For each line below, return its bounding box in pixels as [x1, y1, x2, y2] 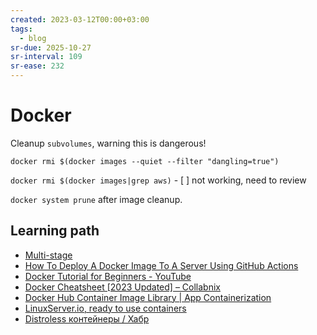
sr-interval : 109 [10, 52, 83, 62]
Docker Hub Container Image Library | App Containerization [24, 291, 272, 303]
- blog [19, 33, 47, 43]
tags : [10, 24, 33, 34]
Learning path [10, 222, 100, 240]
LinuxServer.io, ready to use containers [24, 302, 187, 314]
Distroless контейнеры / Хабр [24, 312, 150, 325]
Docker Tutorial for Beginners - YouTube [24, 270, 192, 282]
